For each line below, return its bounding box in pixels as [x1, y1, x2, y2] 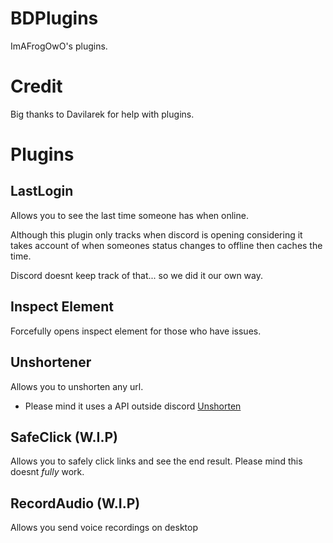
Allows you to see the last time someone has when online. [10, 209, 249, 221]
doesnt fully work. [10, 466, 85, 478]
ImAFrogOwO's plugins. [10, 40, 108, 52]
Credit [10, 75, 63, 98]
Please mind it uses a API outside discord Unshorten [24, 400, 242, 412]
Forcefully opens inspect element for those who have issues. [10, 325, 262, 337]
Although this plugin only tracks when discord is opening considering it [10, 228, 303, 241]
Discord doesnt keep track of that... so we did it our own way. [10, 269, 264, 281]
